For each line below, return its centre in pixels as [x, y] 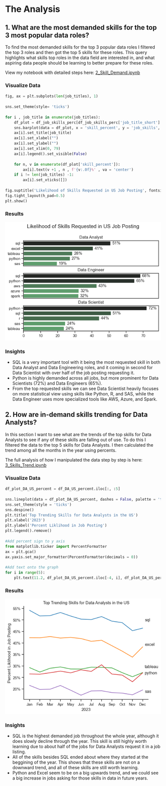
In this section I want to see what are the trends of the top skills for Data [78, 434]
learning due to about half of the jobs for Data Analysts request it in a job [86, 747]
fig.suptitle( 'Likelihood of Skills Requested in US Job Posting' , [76, 191]
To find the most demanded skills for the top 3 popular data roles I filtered [80, 47]
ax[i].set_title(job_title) [43, 133]
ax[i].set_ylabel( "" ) [36, 143]
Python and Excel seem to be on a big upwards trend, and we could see [85, 773]
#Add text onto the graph [32, 567]
